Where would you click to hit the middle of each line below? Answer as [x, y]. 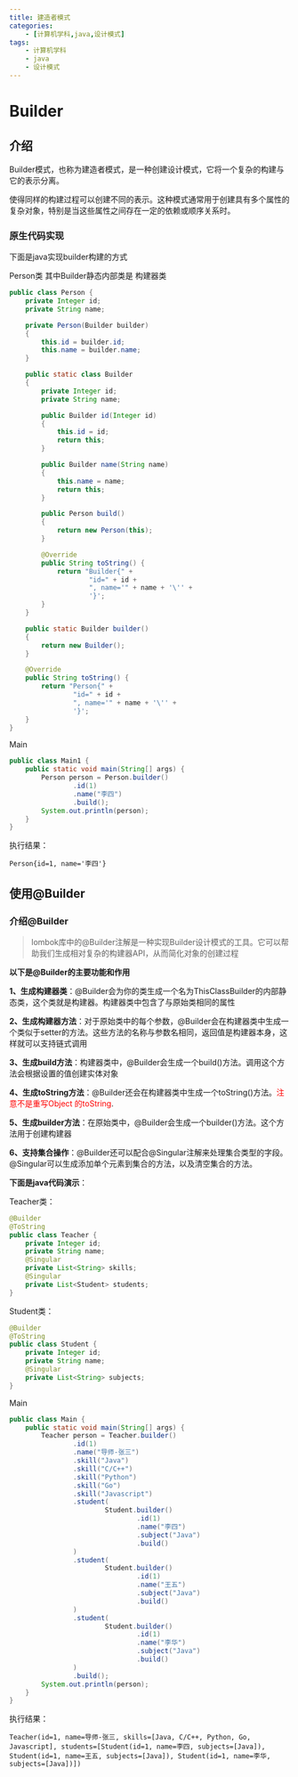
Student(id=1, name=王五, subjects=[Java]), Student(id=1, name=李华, [140, 1757]
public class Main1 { [49, 761]
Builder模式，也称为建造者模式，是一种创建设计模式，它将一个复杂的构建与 [147, 169]
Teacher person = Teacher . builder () [109, 1436]
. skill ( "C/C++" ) [103, 1469]
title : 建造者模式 [40, 17]
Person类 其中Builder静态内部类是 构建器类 [88, 276]
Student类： [32, 1311]
